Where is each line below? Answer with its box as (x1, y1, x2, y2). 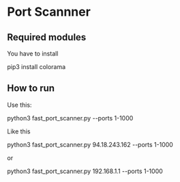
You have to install (7, 49, 59, 57)
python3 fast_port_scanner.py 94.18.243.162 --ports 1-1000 (7, 140, 174, 148)
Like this (7, 127, 31, 135)
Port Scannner (7, 4, 91, 20)
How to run (7, 83, 55, 94)
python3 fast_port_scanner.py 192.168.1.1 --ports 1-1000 (7, 167, 164, 175)
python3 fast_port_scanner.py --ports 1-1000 (7, 114, 134, 122)
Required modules (7, 31, 87, 43)
